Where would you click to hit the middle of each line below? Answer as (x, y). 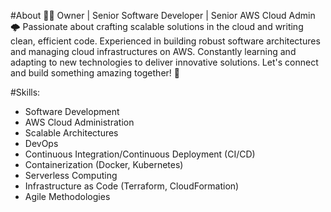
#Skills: (25, 92)
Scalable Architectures (71, 133)
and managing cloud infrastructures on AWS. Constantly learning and (153, 51)
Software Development (72, 111)
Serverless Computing (71, 175)
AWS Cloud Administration (79, 122)
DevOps (41, 143)
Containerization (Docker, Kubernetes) (104, 164)
